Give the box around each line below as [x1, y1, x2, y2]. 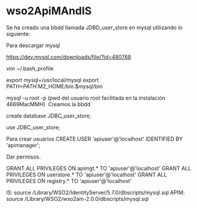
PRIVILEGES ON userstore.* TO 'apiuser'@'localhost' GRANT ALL [6, 171, 167, 178]
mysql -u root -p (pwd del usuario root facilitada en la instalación [6, 94, 165, 101]
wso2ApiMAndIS [6, 4, 92, 18]
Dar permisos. [6, 153, 41, 160]
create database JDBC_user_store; [6, 112, 91, 119]
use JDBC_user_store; [6, 123, 61, 131]
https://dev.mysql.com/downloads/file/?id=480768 [6, 53, 131, 60]
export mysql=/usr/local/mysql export [6, 76, 99, 83]
